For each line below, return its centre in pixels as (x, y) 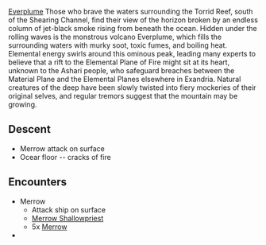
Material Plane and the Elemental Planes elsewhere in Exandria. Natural (125, 79)
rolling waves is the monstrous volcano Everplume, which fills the (115, 37)
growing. (23, 104)
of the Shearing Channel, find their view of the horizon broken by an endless (133, 20)
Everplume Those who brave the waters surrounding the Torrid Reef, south (131, 12)
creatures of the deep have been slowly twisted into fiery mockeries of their (132, 87)
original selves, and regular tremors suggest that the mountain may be (123, 96)
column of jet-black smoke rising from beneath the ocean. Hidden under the (133, 28)
